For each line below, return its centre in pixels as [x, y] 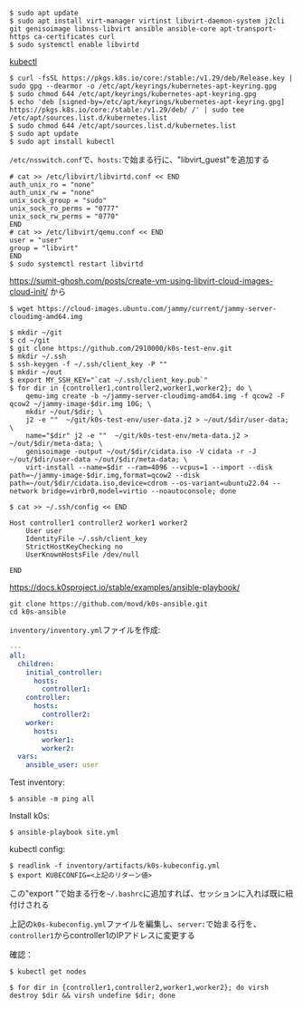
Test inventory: [37, 782]
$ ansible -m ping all [52, 799]
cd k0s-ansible [38, 612]
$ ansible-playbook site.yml [64, 833]
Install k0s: [29, 816]
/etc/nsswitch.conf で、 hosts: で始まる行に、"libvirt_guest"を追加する [139, 160]
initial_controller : [64, 672]
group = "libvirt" [44, 248]
